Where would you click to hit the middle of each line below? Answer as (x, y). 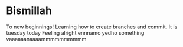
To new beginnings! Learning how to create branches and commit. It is (92, 27)
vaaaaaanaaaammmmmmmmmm (46, 39)
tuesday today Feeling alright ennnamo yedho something (75, 32)
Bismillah (29, 11)
